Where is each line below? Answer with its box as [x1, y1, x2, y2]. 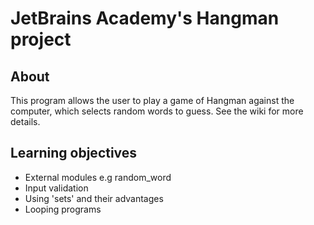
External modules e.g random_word [24, 171, 172, 183]
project [10, 28, 72, 51]
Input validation [24, 182, 89, 194]
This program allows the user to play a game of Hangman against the [10, 95, 295, 106]
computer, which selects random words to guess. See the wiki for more [10, 105, 304, 117]
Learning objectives [10, 145, 138, 162]
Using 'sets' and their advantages [24, 192, 164, 204]
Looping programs [24, 203, 102, 215]
